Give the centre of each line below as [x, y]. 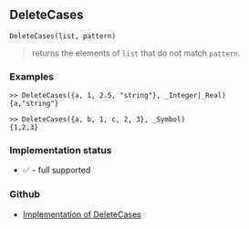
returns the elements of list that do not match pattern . [136, 53]
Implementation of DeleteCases [82, 214]
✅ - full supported [57, 170]
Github [25, 194]
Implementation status [61, 151]
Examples [32, 77]
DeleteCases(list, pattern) [63, 36]
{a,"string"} [34, 104]
